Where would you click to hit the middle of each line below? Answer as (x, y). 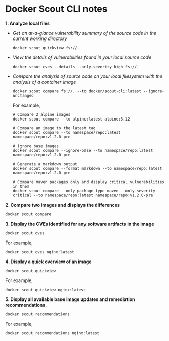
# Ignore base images (36, 146)
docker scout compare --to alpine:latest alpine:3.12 (71, 119)
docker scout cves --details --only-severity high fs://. (76, 67)
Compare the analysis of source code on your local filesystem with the (88, 76)
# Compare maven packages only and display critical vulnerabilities (89, 182)
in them (21, 186)
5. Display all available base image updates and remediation (70, 299)
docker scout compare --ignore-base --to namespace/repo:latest (83, 150)
